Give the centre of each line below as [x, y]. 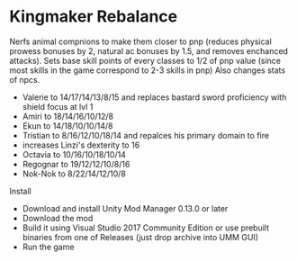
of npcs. [25, 79]
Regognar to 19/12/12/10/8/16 [76, 164]
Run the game [48, 247]
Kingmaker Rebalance [94, 17]
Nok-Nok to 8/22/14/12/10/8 [74, 174]
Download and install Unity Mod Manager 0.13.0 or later [125, 208]
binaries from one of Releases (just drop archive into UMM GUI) [140, 237]
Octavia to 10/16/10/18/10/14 [74, 154]
